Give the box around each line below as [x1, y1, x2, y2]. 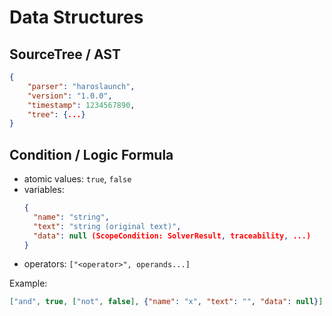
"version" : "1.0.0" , [27, 91, 113, 101]
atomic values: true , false [23, 173, 132, 185]
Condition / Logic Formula [9, 146, 174, 163]
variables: [23, 184, 65, 196]
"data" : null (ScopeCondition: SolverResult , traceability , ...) [33, 231, 312, 241]
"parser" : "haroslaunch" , [27, 81, 136, 91]
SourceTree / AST [9, 46, 121, 63]
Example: [9, 277, 48, 290]
